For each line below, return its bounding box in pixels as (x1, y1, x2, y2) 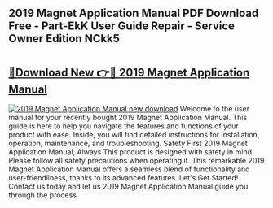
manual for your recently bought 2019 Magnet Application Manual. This (8, 113, 248, 122)
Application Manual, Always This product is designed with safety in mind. (8, 147, 254, 157)
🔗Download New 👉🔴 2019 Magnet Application (8, 65, 250, 80)
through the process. (8, 190, 79, 200)
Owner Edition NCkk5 (8, 32, 121, 45)
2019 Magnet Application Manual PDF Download (8, 6, 259, 20)
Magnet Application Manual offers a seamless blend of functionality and (8, 164, 250, 174)
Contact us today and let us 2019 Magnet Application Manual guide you (8, 182, 249, 191)
